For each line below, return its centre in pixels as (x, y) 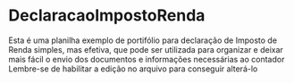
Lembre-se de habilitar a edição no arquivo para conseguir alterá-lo (133, 69)
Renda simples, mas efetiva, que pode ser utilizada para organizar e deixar (146, 49)
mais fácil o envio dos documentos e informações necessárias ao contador (147, 59)
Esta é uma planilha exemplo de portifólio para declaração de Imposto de (143, 40)
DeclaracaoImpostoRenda (107, 16)
